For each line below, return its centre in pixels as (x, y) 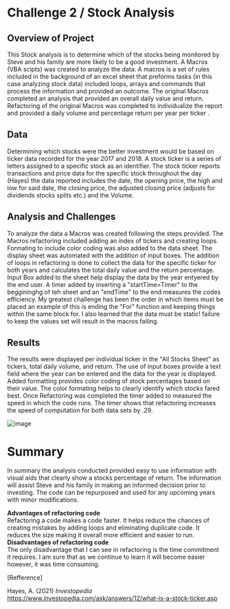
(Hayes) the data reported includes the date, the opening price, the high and (115, 180)
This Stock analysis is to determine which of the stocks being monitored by (113, 54)
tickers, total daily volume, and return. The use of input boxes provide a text (114, 367)
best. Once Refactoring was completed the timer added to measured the (110, 396)
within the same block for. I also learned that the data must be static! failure (114, 314)
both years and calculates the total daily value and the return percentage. (111, 270)
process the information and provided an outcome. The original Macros (108, 91)
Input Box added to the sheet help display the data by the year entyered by (113, 277)
